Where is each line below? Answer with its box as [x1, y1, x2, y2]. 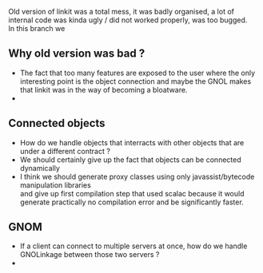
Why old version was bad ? [8, 47, 145, 61]
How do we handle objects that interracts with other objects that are [19, 137, 245, 147]
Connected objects [8, 117, 106, 130]
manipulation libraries [19, 180, 92, 190]
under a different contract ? [19, 146, 110, 156]
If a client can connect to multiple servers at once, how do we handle [19, 241, 248, 251]
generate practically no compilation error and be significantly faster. [19, 197, 244, 207]
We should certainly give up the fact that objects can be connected [19, 155, 241, 164]
